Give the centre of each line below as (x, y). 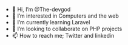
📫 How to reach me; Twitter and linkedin (63, 36)
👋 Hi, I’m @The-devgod (41, 9)
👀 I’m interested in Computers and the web (66, 16)
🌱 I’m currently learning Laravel (51, 22)
